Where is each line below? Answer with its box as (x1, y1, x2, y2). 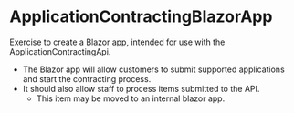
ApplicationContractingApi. (9, 46, 111, 56)
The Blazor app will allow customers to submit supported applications (22, 64, 285, 75)
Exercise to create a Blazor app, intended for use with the (9, 36, 226, 47)
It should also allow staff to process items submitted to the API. (22, 83, 260, 94)
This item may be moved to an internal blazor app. (36, 93, 226, 104)
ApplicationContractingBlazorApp (9, 6, 273, 27)
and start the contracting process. (22, 73, 152, 84)
